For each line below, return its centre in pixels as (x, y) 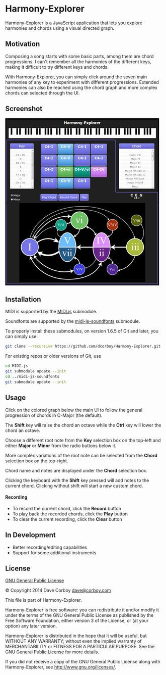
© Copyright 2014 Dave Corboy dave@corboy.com (58, 590)
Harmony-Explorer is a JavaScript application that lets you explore (74, 23)
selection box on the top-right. (37, 461)
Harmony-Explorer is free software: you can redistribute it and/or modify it (82, 610)
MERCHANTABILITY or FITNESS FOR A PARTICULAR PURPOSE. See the (80, 647)
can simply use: (21, 336)
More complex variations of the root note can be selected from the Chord (81, 455)
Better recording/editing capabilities (50, 547)
